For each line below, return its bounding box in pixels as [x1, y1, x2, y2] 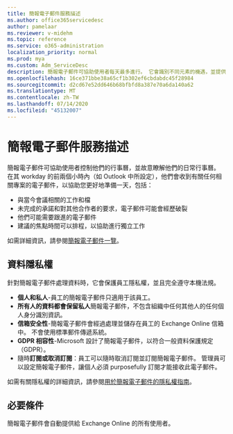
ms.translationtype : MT [7, 87, 76, 94]
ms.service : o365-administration [7, 42, 104, 49]
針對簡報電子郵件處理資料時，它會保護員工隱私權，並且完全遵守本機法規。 [7, 278, 220, 287]
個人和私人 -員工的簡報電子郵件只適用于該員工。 [17, 293, 155, 301]
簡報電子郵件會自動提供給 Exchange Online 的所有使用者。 [7, 419, 175, 428]
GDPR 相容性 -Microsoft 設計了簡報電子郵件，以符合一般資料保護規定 [17, 336, 214, 344]
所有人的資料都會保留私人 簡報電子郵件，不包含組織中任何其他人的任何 [17, 301, 218, 310]
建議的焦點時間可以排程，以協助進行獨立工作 [17, 222, 146, 230]
